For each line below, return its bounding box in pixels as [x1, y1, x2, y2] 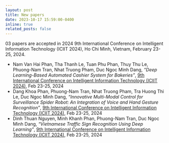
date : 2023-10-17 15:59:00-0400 [5, 17, 74, 22]
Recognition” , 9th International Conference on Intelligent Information [12, 105, 157, 111]
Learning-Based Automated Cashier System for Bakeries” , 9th [12, 72, 144, 78]
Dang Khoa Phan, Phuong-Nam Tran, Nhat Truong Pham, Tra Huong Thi [12, 88, 164, 94]
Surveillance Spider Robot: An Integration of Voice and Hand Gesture [12, 99, 159, 105]
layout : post [5, 7, 33, 13]
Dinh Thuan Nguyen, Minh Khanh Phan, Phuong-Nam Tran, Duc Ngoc [12, 115, 159, 122]
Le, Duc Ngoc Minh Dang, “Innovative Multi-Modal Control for [12, 94, 143, 100]
